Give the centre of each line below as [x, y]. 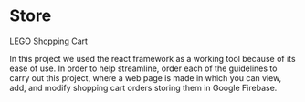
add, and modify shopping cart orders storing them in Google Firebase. [143, 87]
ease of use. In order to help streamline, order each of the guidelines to [143, 68]
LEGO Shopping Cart [49, 41]
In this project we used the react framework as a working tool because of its [152, 58]
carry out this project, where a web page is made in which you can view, [146, 77]
